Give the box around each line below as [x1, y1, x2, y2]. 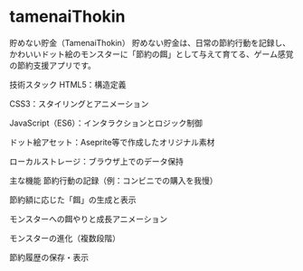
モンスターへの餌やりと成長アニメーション [9, 213, 168, 224]
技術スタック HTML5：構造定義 [9, 79, 127, 89]
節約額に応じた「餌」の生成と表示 [9, 194, 137, 205]
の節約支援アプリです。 [9, 60, 97, 70]
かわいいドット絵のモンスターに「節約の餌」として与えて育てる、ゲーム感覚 [9, 48, 294, 60]
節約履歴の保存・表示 [9, 251, 89, 263]
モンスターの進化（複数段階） [9, 232, 120, 243]
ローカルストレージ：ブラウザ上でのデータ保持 [9, 155, 184, 166]
